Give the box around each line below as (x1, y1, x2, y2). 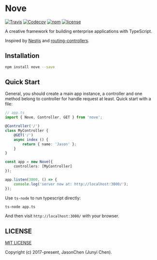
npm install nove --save (5, 64, 55, 69)
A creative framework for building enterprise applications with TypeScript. (5, 28, 152, 34)
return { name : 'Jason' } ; (22, 141, 77, 147)
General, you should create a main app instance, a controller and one (5, 91, 143, 97)
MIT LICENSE (5, 240, 32, 246)
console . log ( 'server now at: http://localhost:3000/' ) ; (14, 182, 129, 186)
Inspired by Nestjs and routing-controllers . (5, 37, 89, 44)
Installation (5, 52, 40, 60)
